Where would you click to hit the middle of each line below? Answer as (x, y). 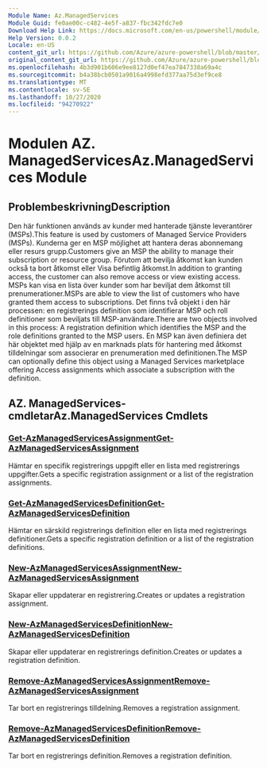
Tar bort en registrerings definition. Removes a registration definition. (120, 756)
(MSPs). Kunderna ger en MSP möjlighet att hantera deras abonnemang (126, 243)
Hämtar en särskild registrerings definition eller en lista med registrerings (128, 531)
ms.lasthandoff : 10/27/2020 (55, 97)
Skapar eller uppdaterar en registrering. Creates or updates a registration (127, 595)
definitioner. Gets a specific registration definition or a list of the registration (131, 539)
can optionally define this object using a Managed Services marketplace (126, 361)
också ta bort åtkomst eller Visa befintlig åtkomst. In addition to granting (125, 268)
